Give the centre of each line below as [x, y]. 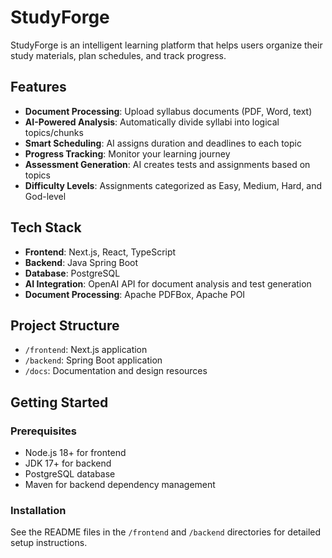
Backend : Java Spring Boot [81, 262]
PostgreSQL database [70, 474]
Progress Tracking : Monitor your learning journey [127, 153]
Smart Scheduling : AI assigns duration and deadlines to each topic [163, 143]
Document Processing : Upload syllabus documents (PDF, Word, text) [168, 111]
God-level [45, 196]
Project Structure [65, 325]
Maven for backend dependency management [120, 485]
